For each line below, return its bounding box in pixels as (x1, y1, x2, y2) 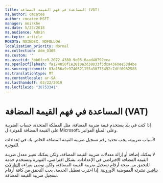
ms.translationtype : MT (5, 71, 54, 76)
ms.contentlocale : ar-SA (5, 76, 56, 80)
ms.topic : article (5, 35, 43, 40)
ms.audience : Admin (5, 30, 45, 35)
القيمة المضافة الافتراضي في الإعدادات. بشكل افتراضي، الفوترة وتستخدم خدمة (5, 157, 148, 162)
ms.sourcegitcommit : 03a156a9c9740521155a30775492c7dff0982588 (5, 67, 137, 72)
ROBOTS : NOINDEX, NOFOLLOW (5, 39, 60, 44)
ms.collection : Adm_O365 (5, 48, 56, 53)
